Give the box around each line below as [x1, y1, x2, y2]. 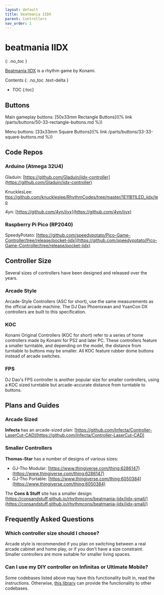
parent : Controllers [5, 16, 47, 21]
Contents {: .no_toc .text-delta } [5, 77, 69, 83]
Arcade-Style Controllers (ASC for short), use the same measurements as [5, 298, 154, 304]
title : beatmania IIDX [5, 12, 51, 17]
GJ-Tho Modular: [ [12, 465, 50, 471]
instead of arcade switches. [5, 353, 61, 359]
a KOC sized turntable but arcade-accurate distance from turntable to [5, 381, 146, 388]
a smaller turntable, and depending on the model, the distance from [5, 343, 141, 349]
